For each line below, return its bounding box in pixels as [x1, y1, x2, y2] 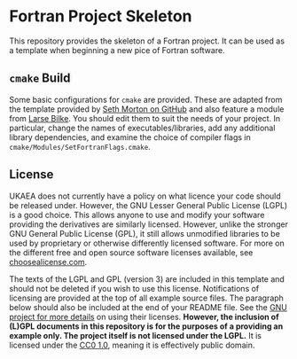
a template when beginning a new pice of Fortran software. [9, 44, 225, 55]
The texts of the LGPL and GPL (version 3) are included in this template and [9, 273, 285, 285]
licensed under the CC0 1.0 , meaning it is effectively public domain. [9, 339, 255, 350]
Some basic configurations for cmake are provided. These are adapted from [9, 94, 283, 105]
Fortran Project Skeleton [9, 6, 192, 27]
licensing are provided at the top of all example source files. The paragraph [9, 293, 284, 303]
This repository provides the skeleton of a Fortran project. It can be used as [9, 35, 285, 46]
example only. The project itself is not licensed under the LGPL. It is [9, 330, 262, 340]
